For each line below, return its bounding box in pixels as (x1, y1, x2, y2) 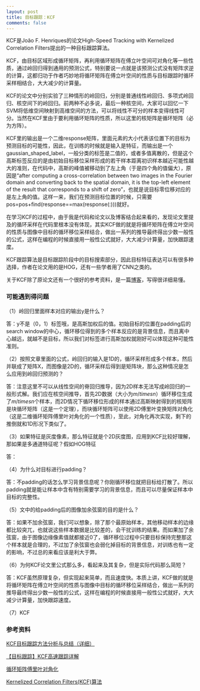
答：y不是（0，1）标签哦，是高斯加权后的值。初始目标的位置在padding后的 (6, 320, 192, 327)
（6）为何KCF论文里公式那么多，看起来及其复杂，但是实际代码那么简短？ (6, 561, 187, 568)
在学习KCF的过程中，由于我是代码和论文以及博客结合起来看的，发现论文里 (6, 213, 189, 221)
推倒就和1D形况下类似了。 (6, 420, 70, 427)
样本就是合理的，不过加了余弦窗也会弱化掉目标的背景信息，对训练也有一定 (11, 541, 194, 548)
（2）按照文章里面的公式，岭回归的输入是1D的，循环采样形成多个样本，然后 (6, 355, 193, 362)
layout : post (6, 8, 39, 15)
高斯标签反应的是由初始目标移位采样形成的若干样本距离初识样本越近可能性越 (6, 157, 194, 164)
